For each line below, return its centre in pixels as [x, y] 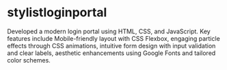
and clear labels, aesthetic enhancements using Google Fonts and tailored [111, 53]
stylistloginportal [57, 13]
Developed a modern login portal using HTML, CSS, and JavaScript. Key [109, 31]
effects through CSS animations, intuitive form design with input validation [111, 46]
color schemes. [29, 60]
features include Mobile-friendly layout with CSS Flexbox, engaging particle [113, 38]
